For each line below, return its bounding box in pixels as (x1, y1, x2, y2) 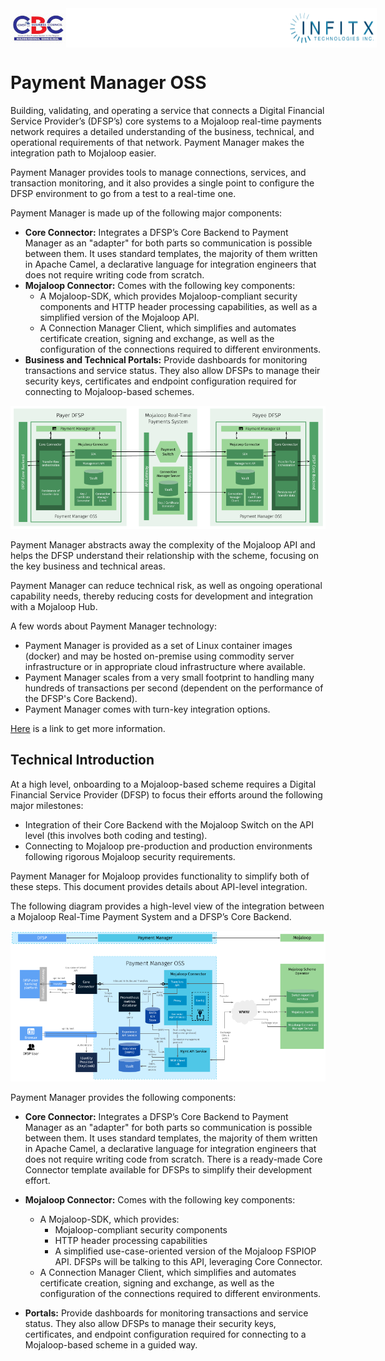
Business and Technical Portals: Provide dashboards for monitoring (24, 353, 308, 366)
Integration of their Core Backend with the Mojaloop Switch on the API (24, 818, 314, 831)
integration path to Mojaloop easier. (10, 147, 157, 159)
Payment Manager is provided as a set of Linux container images (24, 639, 293, 651)
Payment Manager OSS (10, 72, 207, 94)
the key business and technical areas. (10, 560, 166, 572)
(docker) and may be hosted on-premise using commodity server (24, 650, 295, 662)
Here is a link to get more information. (10, 722, 166, 734)
